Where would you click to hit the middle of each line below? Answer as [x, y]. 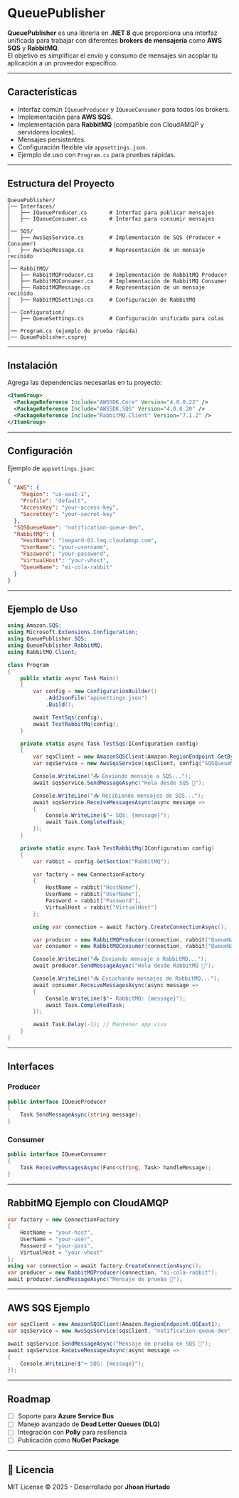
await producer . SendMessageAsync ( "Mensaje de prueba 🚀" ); [95, 1279]
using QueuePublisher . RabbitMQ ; [55, 645]
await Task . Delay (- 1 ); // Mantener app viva [100, 1025]
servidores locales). [47, 132]
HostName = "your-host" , [57, 1233]
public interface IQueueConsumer [57, 1154]
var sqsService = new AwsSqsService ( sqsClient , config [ [117, 764]
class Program [28, 665]
